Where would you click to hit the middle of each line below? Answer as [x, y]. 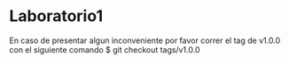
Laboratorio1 [56, 16]
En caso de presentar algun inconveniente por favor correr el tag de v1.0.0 [145, 40]
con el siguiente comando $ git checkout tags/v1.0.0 [105, 49]
